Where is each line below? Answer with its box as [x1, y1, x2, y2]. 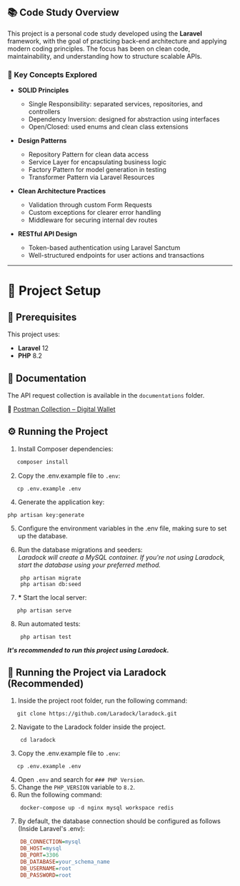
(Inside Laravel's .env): [17, 825, 86, 833]
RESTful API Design [17, 230, 77, 238]
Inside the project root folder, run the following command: [17, 696, 188, 705]
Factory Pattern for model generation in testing [28, 166, 166, 174]
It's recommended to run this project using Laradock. [7, 645, 169, 654]
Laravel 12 [17, 344, 49, 353]
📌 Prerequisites [7, 311, 77, 323]
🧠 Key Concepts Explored [7, 69, 98, 79]
